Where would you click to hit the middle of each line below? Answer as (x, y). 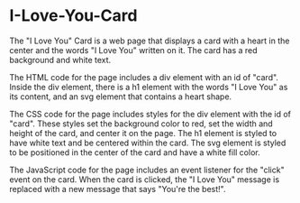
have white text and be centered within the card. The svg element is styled (148, 143)
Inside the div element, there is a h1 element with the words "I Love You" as (149, 87)
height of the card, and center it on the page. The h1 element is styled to (143, 133)
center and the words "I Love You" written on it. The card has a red (134, 50)
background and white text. (60, 60)
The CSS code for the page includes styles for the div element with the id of (150, 114)
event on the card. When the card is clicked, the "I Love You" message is (145, 179)
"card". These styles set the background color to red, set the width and (141, 124)
